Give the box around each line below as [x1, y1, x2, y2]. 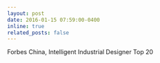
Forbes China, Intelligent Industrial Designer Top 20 [7, 48, 154, 56]
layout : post [7, 10, 45, 17]
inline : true [7, 23, 45, 29]
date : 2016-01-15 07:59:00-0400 [7, 16, 100, 23]
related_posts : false [7, 29, 70, 36]
